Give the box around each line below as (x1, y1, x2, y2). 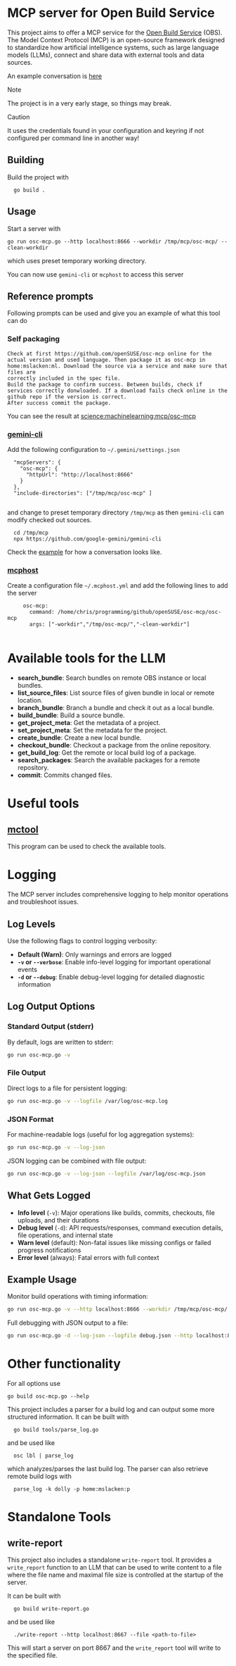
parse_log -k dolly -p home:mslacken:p (13, 1486, 131, 1493)
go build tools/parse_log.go (13, 1427, 99, 1434)
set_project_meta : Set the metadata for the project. (17, 726, 168, 735)
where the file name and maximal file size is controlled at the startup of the (7, 1571, 223, 1579)
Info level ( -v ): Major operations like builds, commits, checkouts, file (17, 1209, 216, 1217)
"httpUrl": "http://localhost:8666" (25, 471, 133, 478)
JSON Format (7, 1114, 54, 1124)
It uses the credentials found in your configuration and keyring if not (7, 126, 204, 134)
